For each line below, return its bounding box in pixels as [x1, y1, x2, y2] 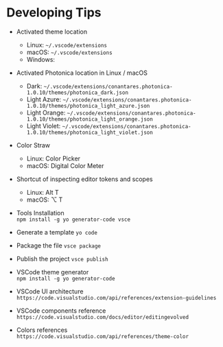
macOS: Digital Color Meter [26, 161, 104, 169]
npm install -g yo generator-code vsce [16, 216, 131, 223]
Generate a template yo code [16, 228, 97, 236]
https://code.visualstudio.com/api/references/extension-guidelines [16, 294, 217, 301]
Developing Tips [6, 5, 102, 21]
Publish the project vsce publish [16, 254, 108, 263]
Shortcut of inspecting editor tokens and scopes [16, 175, 153, 183]
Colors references [16, 326, 68, 334]
